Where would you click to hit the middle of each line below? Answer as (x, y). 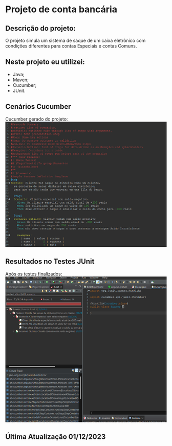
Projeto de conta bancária (61, 9)
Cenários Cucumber (38, 107)
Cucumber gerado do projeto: (37, 119)
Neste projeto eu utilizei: (45, 62)
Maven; (21, 80)
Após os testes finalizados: (34, 274)
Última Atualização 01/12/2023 (56, 437)
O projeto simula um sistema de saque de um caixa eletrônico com (76, 40)
